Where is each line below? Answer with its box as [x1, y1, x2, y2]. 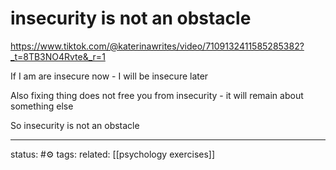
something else [10, 100, 74, 112]
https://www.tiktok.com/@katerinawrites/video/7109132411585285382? [10, 40, 305, 52]
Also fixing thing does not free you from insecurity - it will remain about [10, 89, 304, 101]
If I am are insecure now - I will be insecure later [10, 70, 209, 82]
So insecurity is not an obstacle [10, 119, 140, 131]
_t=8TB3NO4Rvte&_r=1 [10, 50, 106, 62]
